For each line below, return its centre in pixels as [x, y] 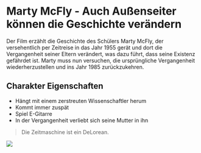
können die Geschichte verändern [94, 24]
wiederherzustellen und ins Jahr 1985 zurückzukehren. [75, 67]
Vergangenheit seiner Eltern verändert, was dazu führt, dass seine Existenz [101, 54]
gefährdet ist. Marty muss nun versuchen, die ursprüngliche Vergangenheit [100, 60]
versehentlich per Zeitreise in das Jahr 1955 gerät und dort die [85, 48]
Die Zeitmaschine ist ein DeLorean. [65, 132]
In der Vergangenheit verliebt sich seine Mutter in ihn [82, 120]
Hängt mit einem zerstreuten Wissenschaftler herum [81, 101]
